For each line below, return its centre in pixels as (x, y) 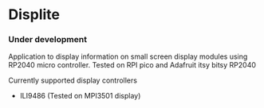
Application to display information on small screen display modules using (128, 56)
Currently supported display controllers (73, 80)
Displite (34, 15)
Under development (48, 40)
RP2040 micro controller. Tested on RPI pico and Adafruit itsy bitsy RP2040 (132, 65)
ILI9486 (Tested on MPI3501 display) (80, 96)
